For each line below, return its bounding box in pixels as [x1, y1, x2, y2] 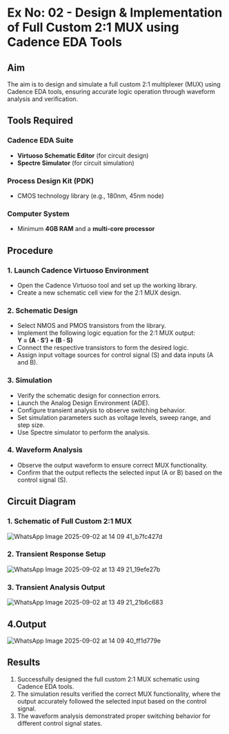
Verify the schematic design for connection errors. [17, 391, 161, 399]
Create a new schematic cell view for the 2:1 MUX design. [17, 288, 181, 297]
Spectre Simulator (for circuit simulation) [17, 158, 135, 167]
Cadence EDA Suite [7, 136, 74, 145]
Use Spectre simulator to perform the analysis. [17, 428, 150, 437]
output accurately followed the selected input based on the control [17, 697, 207, 705]
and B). [17, 358, 38, 367]
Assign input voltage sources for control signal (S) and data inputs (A [17, 351, 214, 359]
